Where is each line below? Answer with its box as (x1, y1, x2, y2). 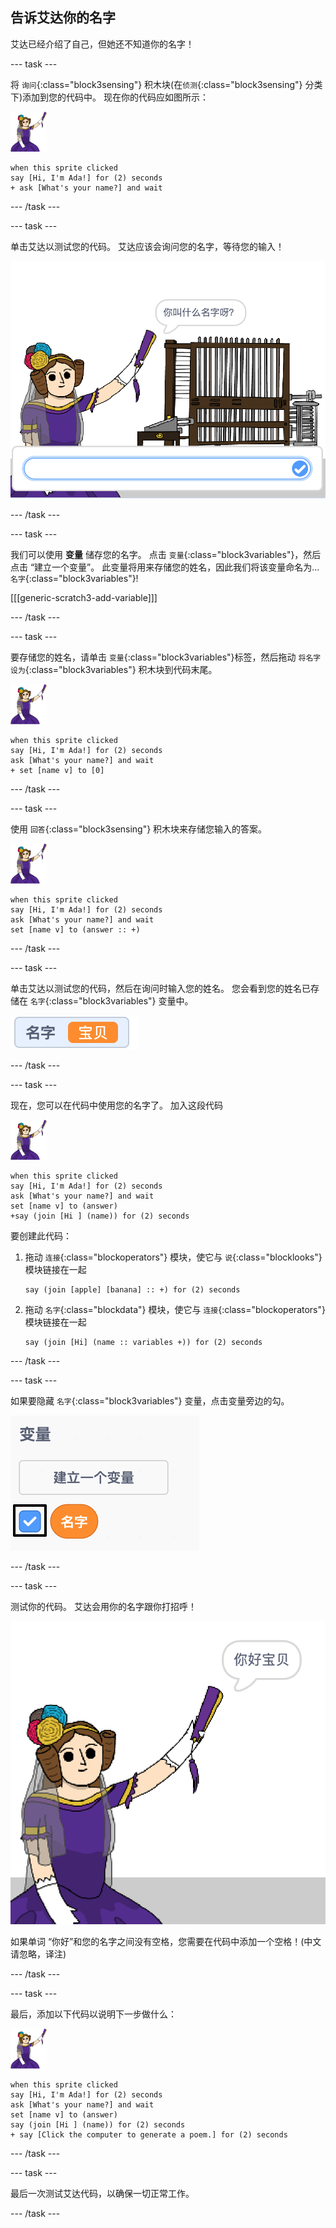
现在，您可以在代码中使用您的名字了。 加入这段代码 (10, 1099, 223, 1112)
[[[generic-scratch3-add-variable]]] (10, 592, 158, 604)
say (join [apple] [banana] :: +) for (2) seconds (24, 1285, 241, 1295)
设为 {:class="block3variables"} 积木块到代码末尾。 (10, 664, 218, 676)
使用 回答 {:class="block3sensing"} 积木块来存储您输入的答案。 (10, 823, 268, 835)
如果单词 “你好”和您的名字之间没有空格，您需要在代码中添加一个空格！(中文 (10, 1936, 322, 1948)
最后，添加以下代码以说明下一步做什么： (10, 2008, 177, 2020)
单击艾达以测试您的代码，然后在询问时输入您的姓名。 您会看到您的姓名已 (10, 983, 311, 995)
